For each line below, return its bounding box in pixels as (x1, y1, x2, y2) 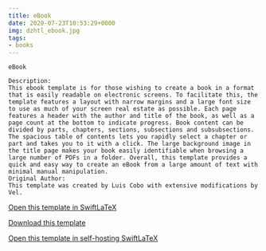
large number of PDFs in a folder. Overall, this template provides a (8, 154, 248, 162)
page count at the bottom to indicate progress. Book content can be (8, 119, 244, 127)
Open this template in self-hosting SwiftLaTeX (8, 233, 158, 243)
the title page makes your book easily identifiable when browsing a (8, 147, 244, 155)
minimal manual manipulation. (8, 168, 109, 176)
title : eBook (8, 11, 52, 20)
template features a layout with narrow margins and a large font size (8, 98, 251, 106)
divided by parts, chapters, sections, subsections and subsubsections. (8, 126, 255, 134)
